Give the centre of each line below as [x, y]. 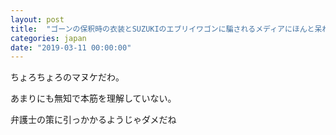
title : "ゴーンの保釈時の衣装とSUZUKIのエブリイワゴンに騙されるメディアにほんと [162, 29]
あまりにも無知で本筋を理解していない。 [93, 98]
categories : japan [48, 38]
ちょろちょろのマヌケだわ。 [67, 77]
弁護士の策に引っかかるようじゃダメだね [93, 120]
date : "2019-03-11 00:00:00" [71, 47]
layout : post [37, 19]
